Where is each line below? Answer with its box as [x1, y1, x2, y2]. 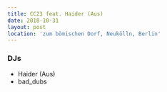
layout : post [7, 23, 46, 30]
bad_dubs [17, 77, 48, 86]
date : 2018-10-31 [7, 17, 59, 24]
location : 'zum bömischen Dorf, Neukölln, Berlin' [7, 30, 161, 38]
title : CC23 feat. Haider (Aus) [7, 10, 103, 18]
